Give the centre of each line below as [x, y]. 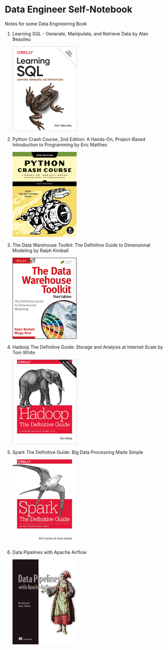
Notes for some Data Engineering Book [46, 24]
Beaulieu [22, 39]
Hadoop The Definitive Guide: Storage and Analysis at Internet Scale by [88, 347]
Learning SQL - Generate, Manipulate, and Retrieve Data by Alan [80, 33]
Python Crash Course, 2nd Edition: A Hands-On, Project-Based [79, 139]
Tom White [24, 352]
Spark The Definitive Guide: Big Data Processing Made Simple [78, 452]
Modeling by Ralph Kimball [40, 250]
